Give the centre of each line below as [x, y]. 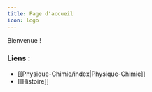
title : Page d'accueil [40, 14]
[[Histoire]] [33, 81]
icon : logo [23, 20]
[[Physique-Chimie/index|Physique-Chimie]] [81, 74]
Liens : [19, 58]
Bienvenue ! [25, 40]
